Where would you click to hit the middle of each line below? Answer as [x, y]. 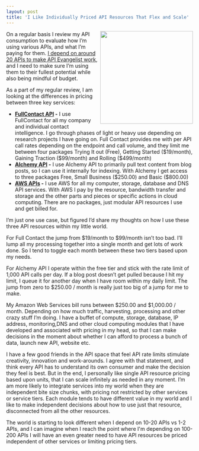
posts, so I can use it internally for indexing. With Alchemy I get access [101, 170]
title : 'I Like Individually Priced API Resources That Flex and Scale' [98, 17]
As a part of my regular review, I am [49, 90]
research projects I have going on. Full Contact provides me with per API [103, 139]
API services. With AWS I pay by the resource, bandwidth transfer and [100, 189]
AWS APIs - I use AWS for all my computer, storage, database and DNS [102, 183]
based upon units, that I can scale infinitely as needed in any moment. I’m [96, 379]
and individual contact [42, 126]
